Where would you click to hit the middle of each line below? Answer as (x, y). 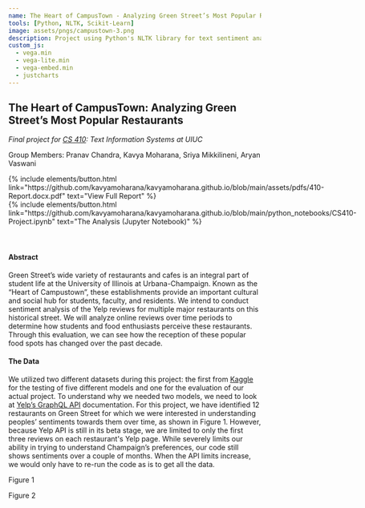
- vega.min (34, 53)
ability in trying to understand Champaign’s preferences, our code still (124, 447)
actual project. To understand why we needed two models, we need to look (133, 396)
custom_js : (26, 46)
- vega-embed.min (45, 68)
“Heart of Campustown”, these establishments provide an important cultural (134, 292)
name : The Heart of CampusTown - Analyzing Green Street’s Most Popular (132, 16)
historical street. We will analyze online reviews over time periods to (120, 317)
